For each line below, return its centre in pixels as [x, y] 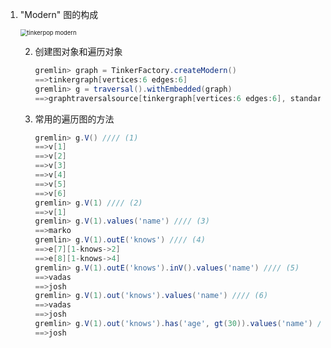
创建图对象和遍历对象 [78, 51]
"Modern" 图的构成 [59, 14]
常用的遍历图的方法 [74, 119]
